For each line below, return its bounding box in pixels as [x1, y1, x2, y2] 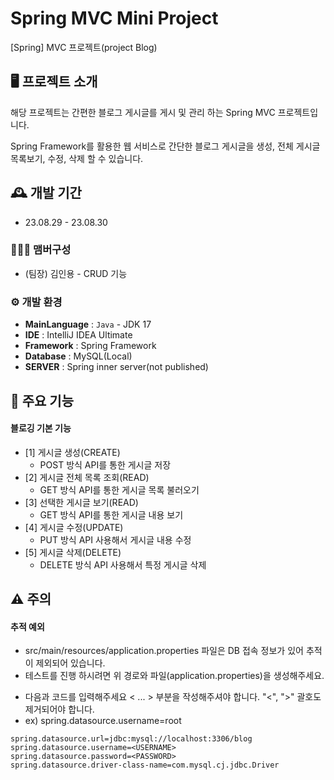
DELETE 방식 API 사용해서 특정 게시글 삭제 [39, 558, 207, 571]
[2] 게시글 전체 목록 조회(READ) [24, 471, 150, 483]
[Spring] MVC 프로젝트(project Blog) [10, 41, 158, 53]
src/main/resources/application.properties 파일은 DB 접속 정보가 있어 [24, 645, 304, 657]
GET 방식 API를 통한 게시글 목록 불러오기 [39, 483, 200, 496]
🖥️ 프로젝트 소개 [10, 73, 98, 91]
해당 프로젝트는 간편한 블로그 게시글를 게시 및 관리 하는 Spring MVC [10, 106, 276, 118]
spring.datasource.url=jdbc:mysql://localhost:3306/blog [10, 734, 253, 744]
